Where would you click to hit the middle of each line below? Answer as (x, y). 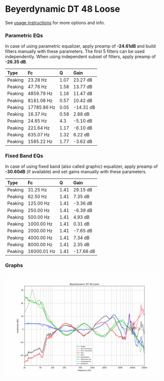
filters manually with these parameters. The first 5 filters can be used (75, 51)
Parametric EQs (24, 35)
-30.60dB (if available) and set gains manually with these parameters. (76, 172)
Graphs (14, 265)
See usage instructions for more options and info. (55, 23)
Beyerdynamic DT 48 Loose (63, 9)
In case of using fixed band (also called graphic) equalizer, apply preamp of (82, 166)
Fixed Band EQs (24, 156)
